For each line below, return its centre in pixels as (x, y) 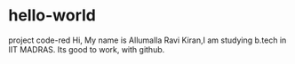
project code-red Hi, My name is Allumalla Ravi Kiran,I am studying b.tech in (147, 40)
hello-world (52, 16)
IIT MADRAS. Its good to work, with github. (87, 49)
